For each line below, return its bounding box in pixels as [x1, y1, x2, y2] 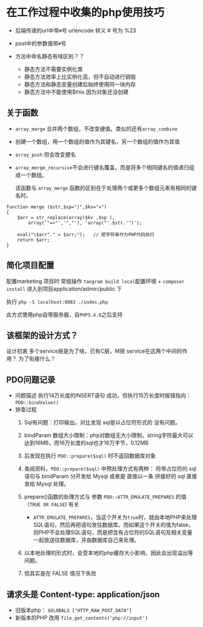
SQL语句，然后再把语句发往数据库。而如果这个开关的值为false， [33, 521, 194, 529]
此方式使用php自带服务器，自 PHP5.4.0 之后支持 [6, 311, 123, 318]
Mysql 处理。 [36, 480, 70, 487]
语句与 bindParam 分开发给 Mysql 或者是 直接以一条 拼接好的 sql [24, 473, 185, 480]
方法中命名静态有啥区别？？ [15, 52, 85, 59]
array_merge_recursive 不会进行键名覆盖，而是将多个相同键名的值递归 [15, 163, 190, 171]
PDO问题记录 [6, 375, 56, 385]
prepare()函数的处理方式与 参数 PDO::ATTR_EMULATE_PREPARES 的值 [24, 493, 187, 501]
